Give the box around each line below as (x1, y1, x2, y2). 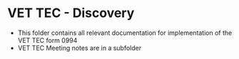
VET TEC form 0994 (17, 36, 78, 44)
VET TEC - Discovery (7, 5, 135, 21)
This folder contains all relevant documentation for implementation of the (17, 28, 233, 37)
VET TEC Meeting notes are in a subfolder (17, 43, 141, 52)
